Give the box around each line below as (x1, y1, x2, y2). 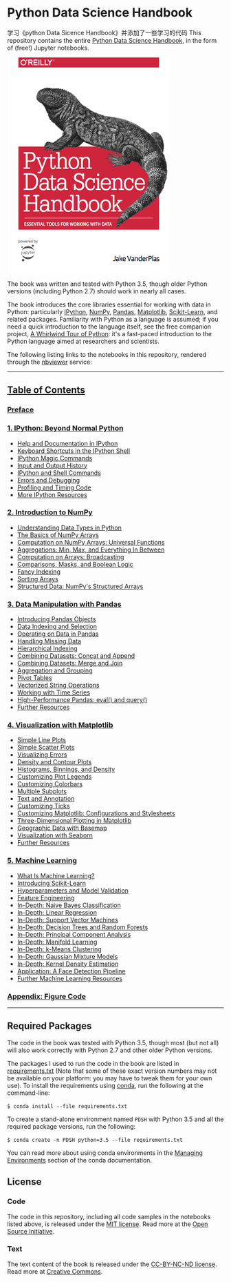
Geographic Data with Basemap (16, 824, 108, 833)
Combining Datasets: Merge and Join (16, 659, 123, 668)
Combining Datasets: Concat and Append (16, 652, 135, 660)
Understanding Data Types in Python (16, 523, 122, 532)
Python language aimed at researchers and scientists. (7, 337, 159, 345)
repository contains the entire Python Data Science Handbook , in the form (7, 36, 217, 44)
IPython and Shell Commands (16, 468, 102, 477)
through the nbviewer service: (7, 358, 93, 366)
